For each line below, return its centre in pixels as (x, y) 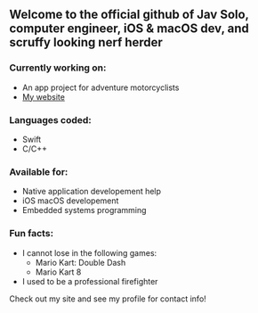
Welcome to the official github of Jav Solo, (129, 15)
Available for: (39, 171)
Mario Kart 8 (58, 272)
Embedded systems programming (84, 210)
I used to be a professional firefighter (90, 281)
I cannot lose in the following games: (89, 252)
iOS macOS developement (70, 201)
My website (43, 96)
